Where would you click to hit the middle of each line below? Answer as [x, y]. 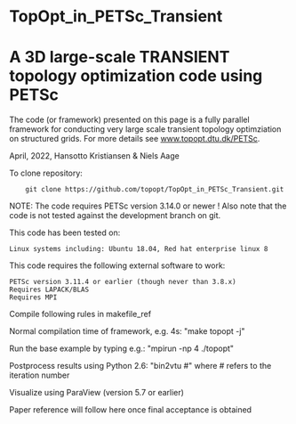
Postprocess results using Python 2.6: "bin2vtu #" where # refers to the [140, 366]
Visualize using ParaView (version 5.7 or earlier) [97, 393]
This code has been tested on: [65, 232]
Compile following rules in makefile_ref [80, 314]
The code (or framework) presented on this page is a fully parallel [130, 120]
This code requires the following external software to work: [117, 265]
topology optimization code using [136, 76]
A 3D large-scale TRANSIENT [120, 57]
